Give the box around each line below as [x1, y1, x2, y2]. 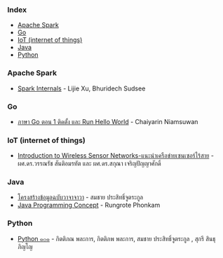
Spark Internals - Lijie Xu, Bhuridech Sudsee [17, 84, 146, 93]
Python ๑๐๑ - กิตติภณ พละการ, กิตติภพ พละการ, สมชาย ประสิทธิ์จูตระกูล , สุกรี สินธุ [17, 234, 216, 243]
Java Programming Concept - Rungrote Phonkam [17, 201, 161, 210]
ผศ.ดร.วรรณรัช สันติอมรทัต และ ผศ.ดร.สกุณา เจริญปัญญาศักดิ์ [17, 159, 161, 168]
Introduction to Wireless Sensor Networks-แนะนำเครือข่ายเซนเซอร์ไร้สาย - [17, 151, 214, 160]
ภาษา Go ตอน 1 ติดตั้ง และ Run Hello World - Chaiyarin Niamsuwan [17, 117, 198, 125]
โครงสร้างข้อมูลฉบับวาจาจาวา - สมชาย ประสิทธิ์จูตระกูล [17, 193, 144, 201]
